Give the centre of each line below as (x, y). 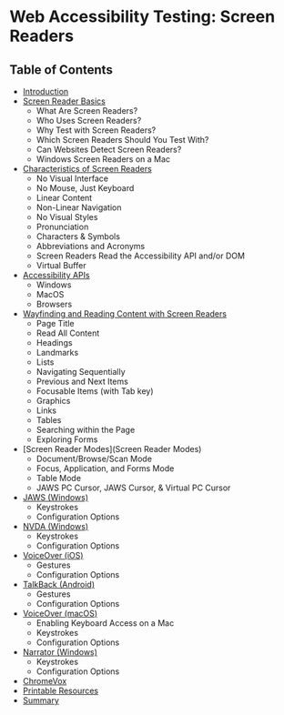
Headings (54, 342)
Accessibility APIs (56, 275)
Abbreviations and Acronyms (91, 246)
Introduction (46, 91)
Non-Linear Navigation (79, 207)
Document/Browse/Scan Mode (94, 458)
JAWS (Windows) (56, 497)
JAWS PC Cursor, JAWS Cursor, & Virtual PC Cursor (133, 488)
